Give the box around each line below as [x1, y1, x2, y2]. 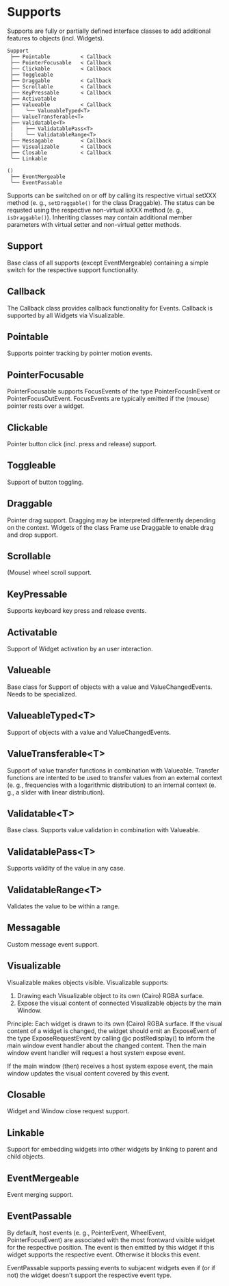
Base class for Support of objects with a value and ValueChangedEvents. [7, 683, 213, 691]
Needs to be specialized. [7, 690, 77, 698]
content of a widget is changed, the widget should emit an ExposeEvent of [7, 1026, 217, 1035]
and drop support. [7, 531, 58, 539]
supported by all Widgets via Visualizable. [7, 311, 125, 319]
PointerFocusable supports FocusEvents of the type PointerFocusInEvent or [7, 387, 221, 396]
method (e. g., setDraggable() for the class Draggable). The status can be [7, 198, 215, 206]
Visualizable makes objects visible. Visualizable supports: [7, 978, 169, 986]
